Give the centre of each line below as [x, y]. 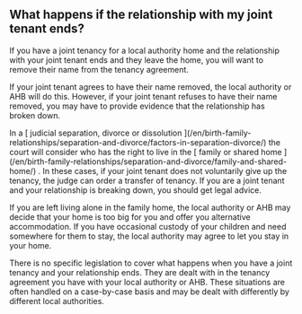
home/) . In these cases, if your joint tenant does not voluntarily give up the [148, 170]
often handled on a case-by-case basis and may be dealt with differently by [150, 292]
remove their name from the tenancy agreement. [99, 69]
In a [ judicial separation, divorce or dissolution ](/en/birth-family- [130, 133]
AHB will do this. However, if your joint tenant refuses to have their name [143, 96]
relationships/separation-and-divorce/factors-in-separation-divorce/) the [145, 142]
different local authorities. [57, 301]
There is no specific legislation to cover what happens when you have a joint [151, 263]
